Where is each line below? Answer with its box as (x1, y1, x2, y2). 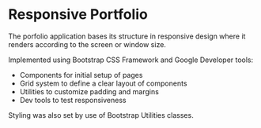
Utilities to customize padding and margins (19, 86, 160, 96)
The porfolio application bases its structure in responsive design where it (8, 31, 246, 41)
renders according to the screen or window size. (8, 39, 166, 49)
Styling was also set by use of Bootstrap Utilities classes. (8, 110, 194, 119)
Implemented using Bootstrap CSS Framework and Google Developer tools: (8, 55, 254, 64)
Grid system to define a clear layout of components (19, 79, 187, 88)
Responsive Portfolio (8, 5, 148, 24)
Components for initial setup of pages (19, 70, 143, 79)
